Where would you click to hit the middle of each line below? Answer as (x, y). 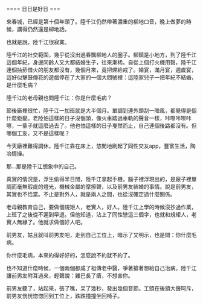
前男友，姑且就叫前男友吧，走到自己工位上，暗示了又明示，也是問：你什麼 (99, 235)
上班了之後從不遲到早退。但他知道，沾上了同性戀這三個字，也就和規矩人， (99, 215)
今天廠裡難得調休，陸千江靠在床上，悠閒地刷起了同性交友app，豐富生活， (98, 146)
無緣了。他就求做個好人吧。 (51, 222)
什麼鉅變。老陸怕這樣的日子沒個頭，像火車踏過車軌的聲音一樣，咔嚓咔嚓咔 (99, 118)
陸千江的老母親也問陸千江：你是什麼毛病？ (59, 98)
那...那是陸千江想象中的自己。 (43, 166)
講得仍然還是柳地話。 (43, 29)
